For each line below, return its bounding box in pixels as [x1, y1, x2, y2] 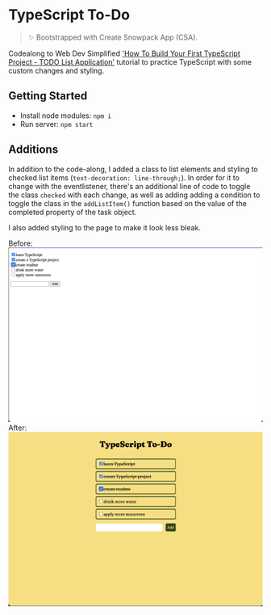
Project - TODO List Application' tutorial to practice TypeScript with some [8, 57, 252, 66]
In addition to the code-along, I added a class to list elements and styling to [8, 164, 258, 174]
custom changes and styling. [8, 65, 105, 75]
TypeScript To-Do [8, 6, 131, 24]
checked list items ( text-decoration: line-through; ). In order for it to [8, 172, 240, 183]
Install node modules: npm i [19, 111, 112, 120]
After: [8, 423, 27, 432]
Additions [8, 143, 59, 157]
